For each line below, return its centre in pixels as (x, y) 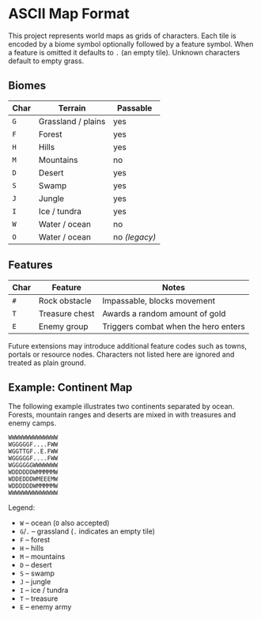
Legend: (22, 508)
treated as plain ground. (47, 362)
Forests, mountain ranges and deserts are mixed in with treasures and (122, 415)
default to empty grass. (46, 61)
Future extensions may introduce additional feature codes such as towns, (128, 345)
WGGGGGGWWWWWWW (33, 466)
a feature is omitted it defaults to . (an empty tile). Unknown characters (124, 52)
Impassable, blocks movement (159, 300)
